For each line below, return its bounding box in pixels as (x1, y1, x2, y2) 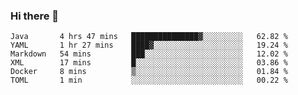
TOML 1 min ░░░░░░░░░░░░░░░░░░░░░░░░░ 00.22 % (10, 75, 288, 86)
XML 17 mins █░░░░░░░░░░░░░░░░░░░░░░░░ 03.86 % (10, 58, 288, 68)
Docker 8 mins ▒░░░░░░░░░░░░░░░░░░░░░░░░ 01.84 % (10, 67, 288, 77)
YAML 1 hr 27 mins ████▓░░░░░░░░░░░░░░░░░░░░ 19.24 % (10, 40, 288, 51)
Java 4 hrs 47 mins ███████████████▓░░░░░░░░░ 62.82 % (10, 32, 288, 42)
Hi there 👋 (10, 9, 60, 23)
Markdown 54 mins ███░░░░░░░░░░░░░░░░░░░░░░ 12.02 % (10, 49, 288, 59)
